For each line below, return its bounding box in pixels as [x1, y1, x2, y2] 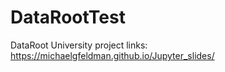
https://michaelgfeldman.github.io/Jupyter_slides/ [10, 49, 215, 61]
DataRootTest [10, 6, 126, 29]
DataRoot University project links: [10, 39, 148, 51]
